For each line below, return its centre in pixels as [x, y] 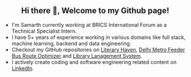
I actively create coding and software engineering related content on [94, 62]
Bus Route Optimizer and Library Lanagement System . [77, 55]
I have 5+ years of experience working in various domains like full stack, [98, 37]
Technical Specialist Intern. [44, 31]
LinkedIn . [22, 68]
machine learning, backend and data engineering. [71, 43]
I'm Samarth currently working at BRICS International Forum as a [89, 24]
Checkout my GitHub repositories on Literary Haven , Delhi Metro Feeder [98, 50]
